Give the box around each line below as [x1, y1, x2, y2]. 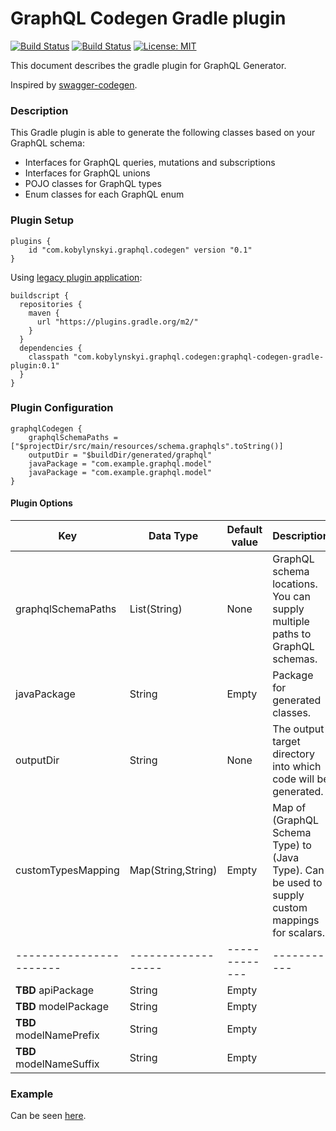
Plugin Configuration [10, 401, 114, 415]
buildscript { [10, 290, 70, 301]
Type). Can [272, 863, 325, 877]
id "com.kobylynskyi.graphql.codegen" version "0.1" [28, 245, 253, 255]
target [272, 735, 301, 749]
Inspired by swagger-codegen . [10, 78, 138, 91]
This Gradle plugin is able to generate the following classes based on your [10, 127, 316, 139]
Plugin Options [10, 497, 73, 509]
